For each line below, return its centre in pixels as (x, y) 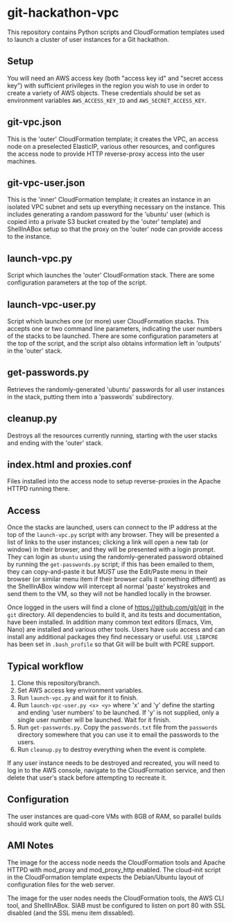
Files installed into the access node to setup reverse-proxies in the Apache (114, 481)
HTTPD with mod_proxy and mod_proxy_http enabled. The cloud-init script (114, 869)
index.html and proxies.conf (69, 465)
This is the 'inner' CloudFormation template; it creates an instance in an (109, 200)
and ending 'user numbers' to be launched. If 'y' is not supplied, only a (118, 713)
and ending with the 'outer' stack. (55, 442)
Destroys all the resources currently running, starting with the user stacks (112, 435)
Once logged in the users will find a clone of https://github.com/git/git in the (115, 607)
